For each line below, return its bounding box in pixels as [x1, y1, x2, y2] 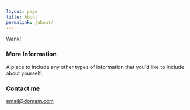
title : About [6, 14, 38, 20]
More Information [6, 50, 57, 59]
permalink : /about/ [6, 19, 54, 25]
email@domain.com [6, 97, 54, 104]
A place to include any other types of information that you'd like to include [6, 63, 185, 70]
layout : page [6, 8, 38, 15]
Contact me [6, 84, 40, 92]
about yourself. [6, 70, 43, 77]
